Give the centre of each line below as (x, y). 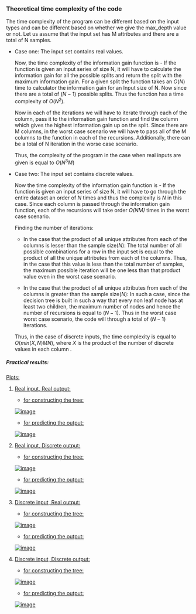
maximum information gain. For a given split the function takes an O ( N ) (100, 82)
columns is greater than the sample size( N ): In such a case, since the (106, 294)
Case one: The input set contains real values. (69, 52)
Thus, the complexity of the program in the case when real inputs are (98, 155)
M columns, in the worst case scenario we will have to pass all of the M (100, 131)
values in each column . (43, 349)
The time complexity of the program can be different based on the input (92, 22)
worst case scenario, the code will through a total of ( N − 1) (94, 319)
